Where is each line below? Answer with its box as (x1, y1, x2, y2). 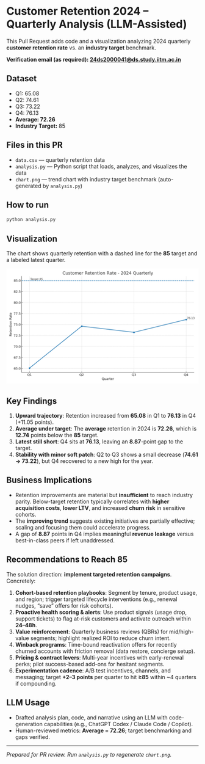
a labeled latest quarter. (6, 256, 66, 264)
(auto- (157, 175, 174, 183)
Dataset (6, 73, 37, 84)
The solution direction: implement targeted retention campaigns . (6, 570, 172, 578)
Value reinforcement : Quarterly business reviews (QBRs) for (15, 628, 168, 635)
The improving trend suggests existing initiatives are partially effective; (15, 517, 195, 525)
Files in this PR (6, 140, 63, 150)
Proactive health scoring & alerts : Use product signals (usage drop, (15, 608, 187, 616)
